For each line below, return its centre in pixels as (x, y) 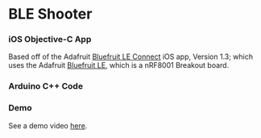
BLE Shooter (50, 14)
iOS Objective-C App (50, 40)
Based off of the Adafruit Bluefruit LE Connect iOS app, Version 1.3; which (131, 56)
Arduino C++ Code (46, 86)
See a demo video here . (48, 125)
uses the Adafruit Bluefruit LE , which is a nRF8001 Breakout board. (119, 65)
